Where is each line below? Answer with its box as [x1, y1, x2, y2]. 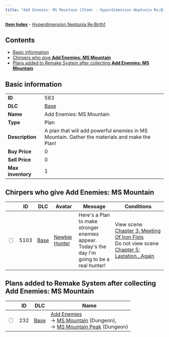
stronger [78, 224, 99, 231]
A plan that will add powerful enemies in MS [44, 127, 148, 134]
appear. [78, 237, 97, 244]
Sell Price [8, 156, 31, 163]
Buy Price [8, 148, 32, 155]
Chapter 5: [115, 246, 140, 253]
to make [78, 218, 98, 225]
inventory [8, 171, 32, 178]
